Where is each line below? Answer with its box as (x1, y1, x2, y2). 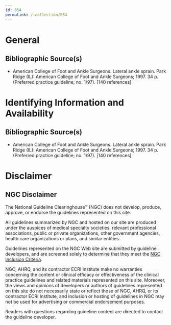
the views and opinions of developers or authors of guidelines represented (5, 282, 162, 288)
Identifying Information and (5, 96, 124, 108)
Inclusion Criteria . (5, 256, 42, 262)
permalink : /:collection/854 (5, 12, 67, 17)
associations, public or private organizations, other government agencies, (5, 230, 160, 236)
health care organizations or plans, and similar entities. (5, 235, 120, 241)
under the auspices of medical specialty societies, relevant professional (5, 224, 157, 231)
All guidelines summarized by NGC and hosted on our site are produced (5, 219, 157, 225)
